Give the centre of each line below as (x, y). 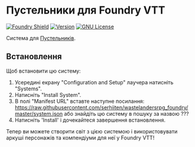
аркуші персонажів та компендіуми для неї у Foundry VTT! (80, 138)
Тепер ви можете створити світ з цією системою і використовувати (92, 131)
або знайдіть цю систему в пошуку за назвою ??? (126, 113)
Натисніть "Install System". (48, 94)
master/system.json (39, 113)
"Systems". (28, 89)
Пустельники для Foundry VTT (86, 10)
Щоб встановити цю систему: (43, 71)
